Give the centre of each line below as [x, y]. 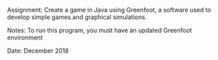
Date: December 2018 [38, 51]
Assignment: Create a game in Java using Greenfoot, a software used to [109, 10]
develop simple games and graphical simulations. [77, 17]
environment [25, 37]
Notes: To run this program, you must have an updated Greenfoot [100, 30]
